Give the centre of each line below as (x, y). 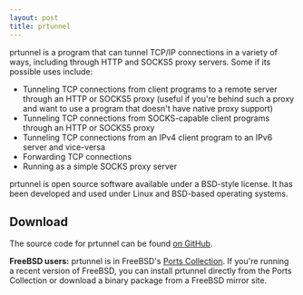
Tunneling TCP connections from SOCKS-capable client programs (146, 118)
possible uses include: (51, 71)
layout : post (34, 18)
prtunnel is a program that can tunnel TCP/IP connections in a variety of (144, 52)
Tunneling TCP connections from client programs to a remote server (150, 89)
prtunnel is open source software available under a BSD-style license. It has (151, 183)
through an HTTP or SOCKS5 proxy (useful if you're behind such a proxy (158, 98)
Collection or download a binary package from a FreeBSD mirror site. (138, 280)
